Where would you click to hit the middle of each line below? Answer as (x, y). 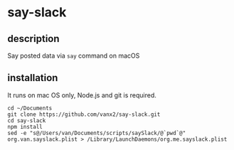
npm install (25, 127)
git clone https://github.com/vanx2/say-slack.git (84, 114)
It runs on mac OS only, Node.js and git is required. (82, 95)
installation (33, 78)
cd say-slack (27, 120)
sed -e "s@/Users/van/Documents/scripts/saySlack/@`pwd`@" (97, 133)
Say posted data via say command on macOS (74, 55)
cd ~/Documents (30, 108)
